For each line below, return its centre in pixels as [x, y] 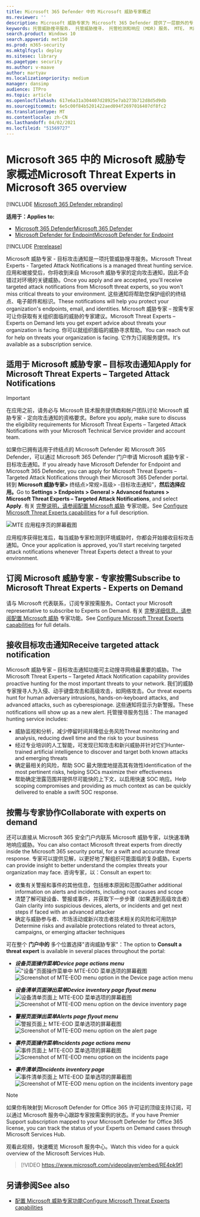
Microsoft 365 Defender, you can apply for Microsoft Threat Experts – [92, 471]
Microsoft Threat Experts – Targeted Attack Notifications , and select [92, 499]
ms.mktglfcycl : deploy [34, 51]
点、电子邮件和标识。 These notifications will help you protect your [87, 301]
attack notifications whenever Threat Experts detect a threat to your [89, 551]
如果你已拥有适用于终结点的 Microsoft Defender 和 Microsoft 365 [86, 449]
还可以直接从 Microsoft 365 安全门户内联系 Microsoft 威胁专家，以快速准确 [98, 837]
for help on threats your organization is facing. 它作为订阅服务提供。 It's [93, 337]
